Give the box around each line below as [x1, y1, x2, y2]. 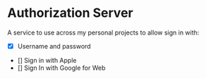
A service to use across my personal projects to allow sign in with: [7, 28, 200, 37]
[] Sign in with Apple [17, 56, 77, 64]
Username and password [17, 42, 91, 50]
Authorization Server [7, 5, 133, 21]
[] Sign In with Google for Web [17, 63, 106, 72]
